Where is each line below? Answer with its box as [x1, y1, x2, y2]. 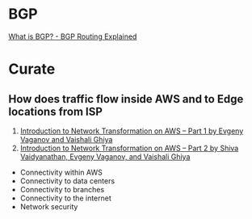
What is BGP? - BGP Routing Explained [8, 32, 137, 41]
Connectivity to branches [19, 184, 105, 194]
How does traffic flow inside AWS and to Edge [8, 92, 244, 106]
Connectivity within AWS [19, 167, 103, 177]
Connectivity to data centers [19, 175, 115, 186]
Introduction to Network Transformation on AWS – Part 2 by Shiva [19, 143, 239, 153]
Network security [19, 201, 78, 211]
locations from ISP [8, 104, 103, 118]
